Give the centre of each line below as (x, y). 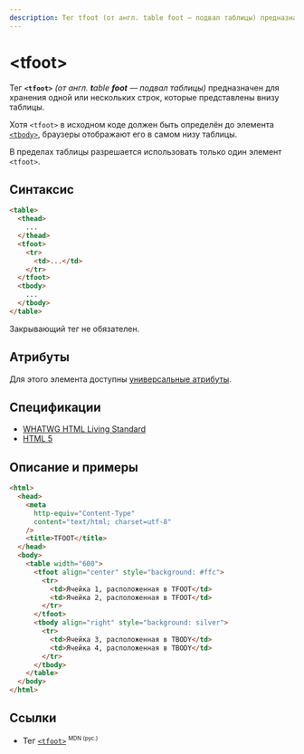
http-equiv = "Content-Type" (84, 513)
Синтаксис (42, 190)
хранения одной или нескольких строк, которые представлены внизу (144, 97)
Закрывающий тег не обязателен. (75, 329)
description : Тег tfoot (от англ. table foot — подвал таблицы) (133, 18)
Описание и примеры (74, 467)
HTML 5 (38, 439)
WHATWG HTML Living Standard (84, 429)
